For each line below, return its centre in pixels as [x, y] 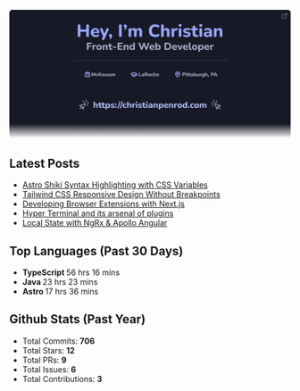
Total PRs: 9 [44, 360]
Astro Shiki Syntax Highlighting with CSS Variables [115, 185]
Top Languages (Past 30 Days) [96, 251]
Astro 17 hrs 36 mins [60, 291]
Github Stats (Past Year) [77, 319]
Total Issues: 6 [49, 369]
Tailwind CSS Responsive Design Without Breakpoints [121, 195]
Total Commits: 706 [58, 341]
